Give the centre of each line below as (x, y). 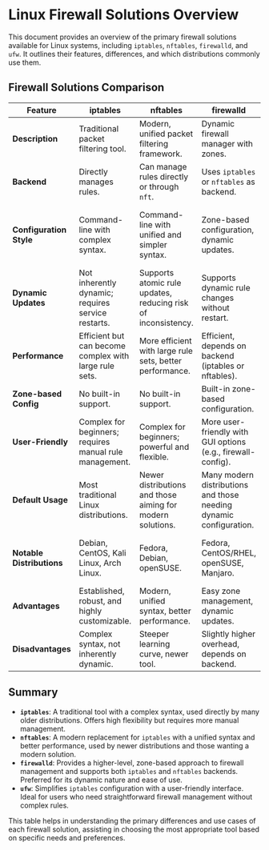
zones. (214, 154)
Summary (33, 693)
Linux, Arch (100, 563)
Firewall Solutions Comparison (86, 88)
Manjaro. (218, 572)
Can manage (163, 166)
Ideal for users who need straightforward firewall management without (136, 796)
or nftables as (229, 182)
